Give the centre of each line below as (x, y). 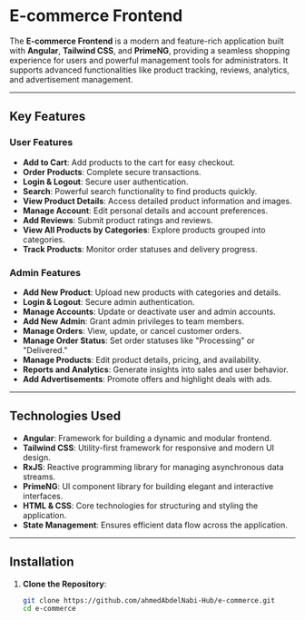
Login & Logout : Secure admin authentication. (108, 301)
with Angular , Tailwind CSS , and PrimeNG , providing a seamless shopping (150, 50)
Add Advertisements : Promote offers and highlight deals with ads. (147, 379)
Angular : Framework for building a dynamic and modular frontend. (147, 438)
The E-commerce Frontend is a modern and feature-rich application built (147, 41)
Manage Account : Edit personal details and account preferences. (145, 211)
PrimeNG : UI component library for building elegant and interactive (148, 486)
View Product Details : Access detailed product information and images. (157, 201)
